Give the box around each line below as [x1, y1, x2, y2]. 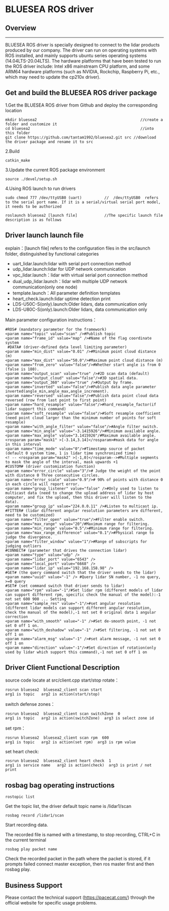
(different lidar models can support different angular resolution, [5, 605, 152, 610]
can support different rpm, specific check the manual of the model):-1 [5, 592, 161, 597]
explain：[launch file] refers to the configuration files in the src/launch [5, 245, 150, 251]
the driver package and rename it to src [5, 139, 94, 145]
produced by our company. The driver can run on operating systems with [5, 47, 157, 53]
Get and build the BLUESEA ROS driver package [5, 88, 157, 97]
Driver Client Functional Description [5, 663, 120, 672]
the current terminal [5, 837, 46, 843]
